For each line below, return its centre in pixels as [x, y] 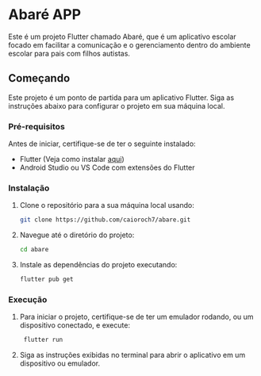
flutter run [43, 340]
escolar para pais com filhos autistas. [69, 53]
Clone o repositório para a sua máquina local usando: [107, 205]
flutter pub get [46, 279]
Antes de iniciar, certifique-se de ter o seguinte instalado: [102, 144]
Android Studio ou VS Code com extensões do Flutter [107, 167]
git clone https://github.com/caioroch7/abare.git [105, 220]
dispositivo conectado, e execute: [75, 325]
